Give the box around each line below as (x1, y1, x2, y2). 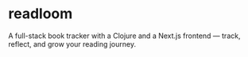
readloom (8, 5, 73, 23)
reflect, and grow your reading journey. (8, 39, 137, 48)
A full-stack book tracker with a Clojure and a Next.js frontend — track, (8, 31, 241, 40)
